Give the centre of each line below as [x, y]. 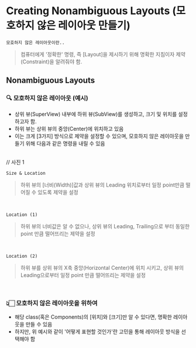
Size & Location [26, 173]
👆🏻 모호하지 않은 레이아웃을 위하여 [52, 303]
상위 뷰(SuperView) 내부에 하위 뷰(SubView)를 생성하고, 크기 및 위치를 [96, 114]
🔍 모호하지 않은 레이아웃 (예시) [47, 98]
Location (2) [22, 256]
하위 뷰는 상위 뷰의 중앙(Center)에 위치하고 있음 [69, 129]
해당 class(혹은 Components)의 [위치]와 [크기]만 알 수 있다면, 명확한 [93, 317]
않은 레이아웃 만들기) [83, 26]
